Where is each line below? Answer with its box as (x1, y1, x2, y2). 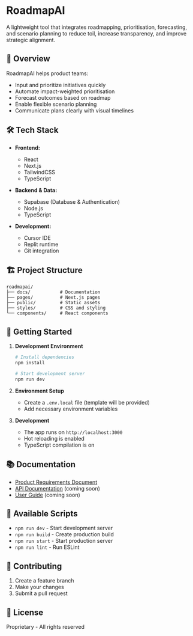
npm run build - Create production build (14, 531, 114, 538)
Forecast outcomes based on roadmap (14, 94, 111, 101)
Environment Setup (14, 387, 65, 394)
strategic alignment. (6, 36, 56, 43)
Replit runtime (23, 240, 59, 248)
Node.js (23, 204, 44, 212)
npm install (14, 360, 45, 366)
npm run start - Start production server (14, 537, 113, 545)
